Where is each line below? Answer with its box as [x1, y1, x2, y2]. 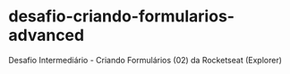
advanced [8, 25, 85, 45]
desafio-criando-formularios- [8, 6, 235, 27]
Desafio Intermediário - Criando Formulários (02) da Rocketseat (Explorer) [8, 54, 283, 65]
